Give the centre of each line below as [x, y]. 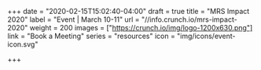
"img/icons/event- [207, 36]
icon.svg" [23, 44]
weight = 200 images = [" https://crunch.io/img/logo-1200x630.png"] [141, 28]
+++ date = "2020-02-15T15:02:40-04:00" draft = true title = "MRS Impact [129, 11]
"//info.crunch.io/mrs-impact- [189, 19]
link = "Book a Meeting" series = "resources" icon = [92, 36]
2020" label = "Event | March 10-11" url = [74, 19]
